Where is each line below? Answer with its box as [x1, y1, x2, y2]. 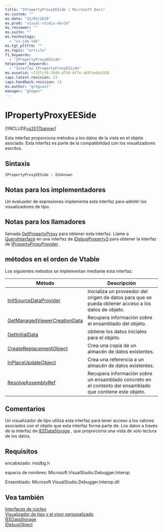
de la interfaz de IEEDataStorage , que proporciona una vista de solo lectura [5, 428, 157, 434]
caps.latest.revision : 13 [5, 75, 57, 80]
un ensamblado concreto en [87, 376, 152, 383]
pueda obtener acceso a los [87, 300, 151, 307]
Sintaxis [5, 159, 31, 168]
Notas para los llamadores [5, 218, 86, 226]
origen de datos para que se [87, 294, 152, 301]
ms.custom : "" [5, 12, 34, 17]
